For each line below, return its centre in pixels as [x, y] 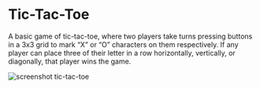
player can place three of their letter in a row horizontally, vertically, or [122, 53]
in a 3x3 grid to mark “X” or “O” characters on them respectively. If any [123, 44]
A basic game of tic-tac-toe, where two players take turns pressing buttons [130, 36]
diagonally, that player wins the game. [70, 61]
